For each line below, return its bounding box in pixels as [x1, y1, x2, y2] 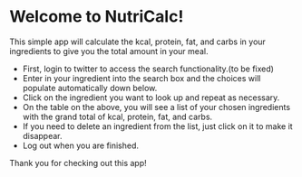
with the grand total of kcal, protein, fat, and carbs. [22, 111, 213, 122]
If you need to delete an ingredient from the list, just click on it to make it [22, 120, 293, 132]
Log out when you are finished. [22, 140, 139, 151]
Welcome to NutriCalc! [9, 6, 184, 27]
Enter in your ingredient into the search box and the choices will [22, 72, 261, 83]
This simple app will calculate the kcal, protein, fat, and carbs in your [9, 36, 266, 47]
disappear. [22, 130, 63, 141]
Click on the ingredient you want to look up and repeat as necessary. [22, 92, 280, 103]
